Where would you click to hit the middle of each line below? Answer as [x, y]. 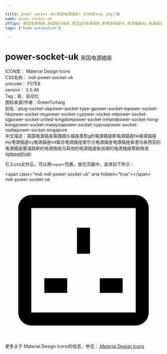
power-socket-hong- [138, 119]
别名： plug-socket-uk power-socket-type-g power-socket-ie [66, 109]
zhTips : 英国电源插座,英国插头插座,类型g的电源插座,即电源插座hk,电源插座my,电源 [81, 23]
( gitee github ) [18, 154]
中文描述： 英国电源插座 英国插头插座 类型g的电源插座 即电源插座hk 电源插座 [81, 136]
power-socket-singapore [42, 130]
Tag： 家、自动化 [22, 96]
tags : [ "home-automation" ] [33, 28]
